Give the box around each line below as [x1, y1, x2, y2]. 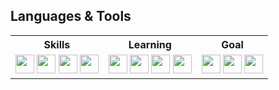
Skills [43, 37, 71, 51]
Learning [128, 37, 172, 51]
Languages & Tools [10, 8, 132, 25]
